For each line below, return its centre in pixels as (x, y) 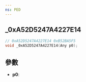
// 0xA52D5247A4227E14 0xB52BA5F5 (41, 41)
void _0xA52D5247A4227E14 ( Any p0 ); (42, 46)
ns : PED (13, 10)
